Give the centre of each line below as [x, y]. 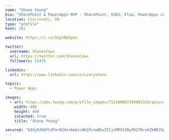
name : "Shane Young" [27, 10]
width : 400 [26, 107]
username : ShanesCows [32, 51]
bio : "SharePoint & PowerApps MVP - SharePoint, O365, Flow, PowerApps [82, 15]
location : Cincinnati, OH [32, 19]
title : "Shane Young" [37, 121]
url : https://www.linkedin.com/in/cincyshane [58, 75]
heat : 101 [16, 29]
